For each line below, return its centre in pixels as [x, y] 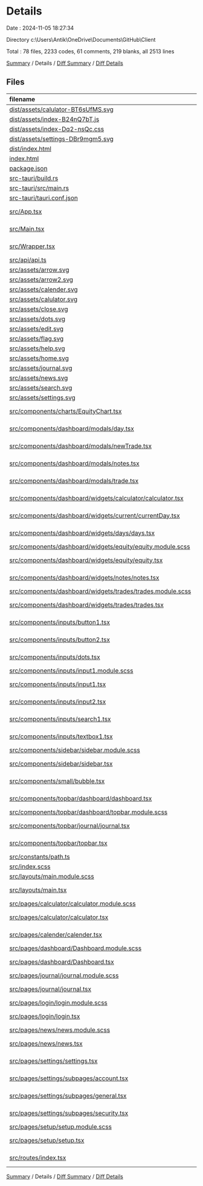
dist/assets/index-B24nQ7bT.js [54, 119]
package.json [28, 168]
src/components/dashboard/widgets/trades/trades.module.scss [100, 591]
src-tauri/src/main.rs [39, 188]
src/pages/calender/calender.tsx [56, 934]
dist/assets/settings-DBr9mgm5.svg [61, 139]
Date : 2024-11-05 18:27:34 [40, 28]
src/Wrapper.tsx [32, 246]
